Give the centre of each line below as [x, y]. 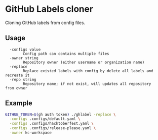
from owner [16, 88]
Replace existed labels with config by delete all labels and [88, 71]
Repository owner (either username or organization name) [84, 62]
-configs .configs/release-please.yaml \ [53, 128]
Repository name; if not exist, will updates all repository [87, 84]
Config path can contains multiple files [66, 54]
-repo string [23, 80]
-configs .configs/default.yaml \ [45, 119]
